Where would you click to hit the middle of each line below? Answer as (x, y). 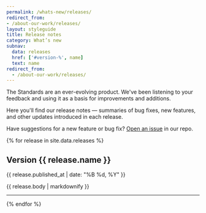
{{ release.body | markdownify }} (48, 187)
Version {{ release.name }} (59, 160)
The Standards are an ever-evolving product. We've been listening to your (100, 92)
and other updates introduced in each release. (65, 117)
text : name (26, 63)
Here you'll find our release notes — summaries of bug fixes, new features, (101, 110)
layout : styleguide (31, 29)
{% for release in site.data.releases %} (55, 141)
